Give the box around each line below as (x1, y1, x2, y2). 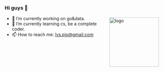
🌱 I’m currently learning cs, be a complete (11, 21, 97, 27)
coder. (11, 26, 25, 32)
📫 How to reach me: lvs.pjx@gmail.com (11, 32, 94, 37)
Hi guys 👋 (4, 4, 28, 11)
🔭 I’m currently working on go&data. (11, 16, 85, 22)
